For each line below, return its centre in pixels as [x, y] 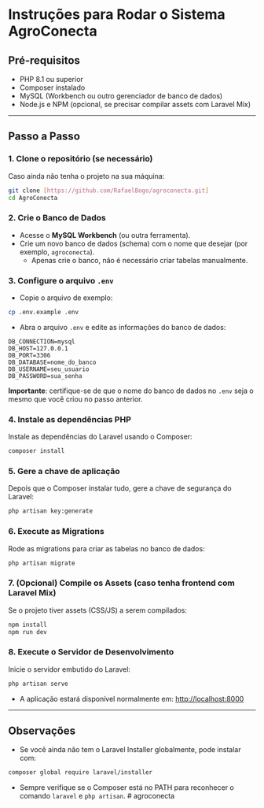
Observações [42, 731]
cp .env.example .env [44, 313]
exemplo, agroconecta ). [57, 252]
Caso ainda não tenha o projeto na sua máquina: [86, 176]
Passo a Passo [44, 137]
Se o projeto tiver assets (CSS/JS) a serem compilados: [97, 610]
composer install [37, 451]
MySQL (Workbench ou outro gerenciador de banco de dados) [121, 96]
